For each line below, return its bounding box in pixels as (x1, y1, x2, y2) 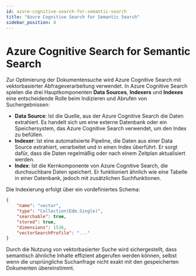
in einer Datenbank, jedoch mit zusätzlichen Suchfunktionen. (14, 175, 161, 182)
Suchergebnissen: (6, 101, 50, 108)
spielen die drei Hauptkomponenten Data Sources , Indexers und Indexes (6, 89, 183, 96)
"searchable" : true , (16, 213, 67, 219)
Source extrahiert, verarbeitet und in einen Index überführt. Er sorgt (14, 144, 178, 151)
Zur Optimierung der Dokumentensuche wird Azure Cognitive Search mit (6, 77, 181, 84)
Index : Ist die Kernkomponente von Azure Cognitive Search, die (14, 162, 169, 170)
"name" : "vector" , (16, 203, 61, 209)
